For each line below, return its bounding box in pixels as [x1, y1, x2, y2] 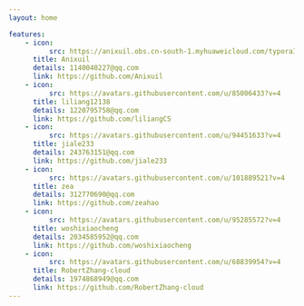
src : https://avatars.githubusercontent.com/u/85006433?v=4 [48, 88, 281, 98]
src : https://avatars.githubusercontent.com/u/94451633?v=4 [48, 131, 281, 141]
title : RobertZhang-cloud [32, 266, 131, 275]
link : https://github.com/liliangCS [32, 114, 172, 123]
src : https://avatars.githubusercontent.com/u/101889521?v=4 [48, 173, 285, 183]
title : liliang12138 [32, 97, 111, 106]
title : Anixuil [32, 55, 91, 64]
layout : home [8, 13, 58, 23]
